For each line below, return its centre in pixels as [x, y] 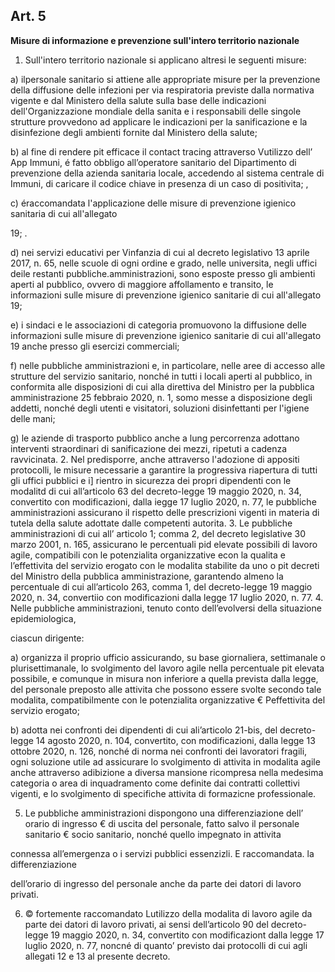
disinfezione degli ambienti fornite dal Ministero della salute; [134, 132]
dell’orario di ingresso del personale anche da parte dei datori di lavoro [156, 883]
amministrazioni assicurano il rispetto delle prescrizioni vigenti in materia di [165, 512]
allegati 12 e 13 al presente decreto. [97, 956]
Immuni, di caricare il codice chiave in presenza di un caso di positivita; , [159, 183]
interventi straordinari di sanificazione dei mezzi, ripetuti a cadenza [149, 448]
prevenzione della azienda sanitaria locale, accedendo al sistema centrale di [167, 173]
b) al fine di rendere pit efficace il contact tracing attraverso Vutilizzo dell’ [161, 151]
